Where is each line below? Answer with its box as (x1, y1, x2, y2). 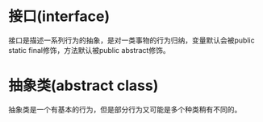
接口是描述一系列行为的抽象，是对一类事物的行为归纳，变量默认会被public (8, 35, 256, 45)
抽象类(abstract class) (8, 77, 159, 95)
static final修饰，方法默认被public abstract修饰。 (8, 45, 171, 55)
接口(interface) (8, 7, 111, 26)
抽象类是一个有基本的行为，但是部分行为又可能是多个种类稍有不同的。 (8, 104, 242, 114)
